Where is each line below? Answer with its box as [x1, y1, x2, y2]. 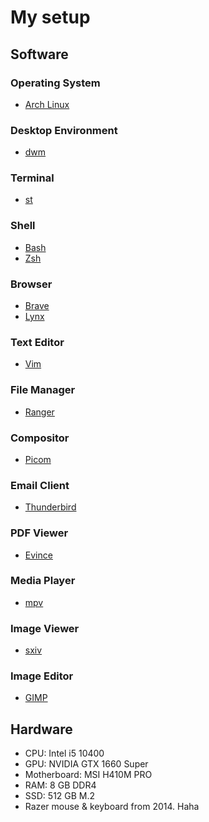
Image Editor [10, 669, 74, 683]
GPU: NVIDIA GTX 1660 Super [24, 758, 149, 770]
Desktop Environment [10, 123, 118, 137]
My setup [10, 6, 91, 29]
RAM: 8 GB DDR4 [24, 779, 97, 791]
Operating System [10, 76, 101, 90]
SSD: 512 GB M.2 [24, 790, 96, 802]
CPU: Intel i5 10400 [24, 747, 105, 760]
